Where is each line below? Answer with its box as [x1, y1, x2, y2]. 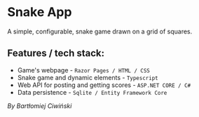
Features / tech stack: [7, 47, 105, 59]
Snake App [7, 4, 72, 20]
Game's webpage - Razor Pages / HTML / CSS [17, 65, 151, 74]
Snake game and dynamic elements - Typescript [17, 73, 159, 81]
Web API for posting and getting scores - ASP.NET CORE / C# [17, 81, 191, 89]
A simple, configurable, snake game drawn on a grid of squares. [7, 27, 193, 36]
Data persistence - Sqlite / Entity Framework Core [17, 88, 167, 96]
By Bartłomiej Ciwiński [7, 102, 72, 110]
